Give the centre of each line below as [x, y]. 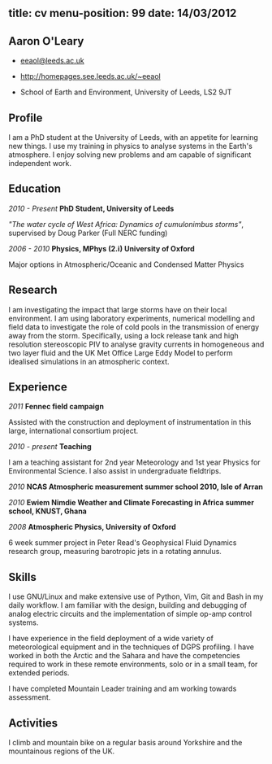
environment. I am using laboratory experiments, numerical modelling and [132, 318]
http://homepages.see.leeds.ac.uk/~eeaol [90, 76]
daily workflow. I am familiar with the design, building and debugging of [128, 605]
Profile [26, 118]
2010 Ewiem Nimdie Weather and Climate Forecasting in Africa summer [131, 503]
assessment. [30, 697]
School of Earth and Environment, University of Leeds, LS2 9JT [126, 92]
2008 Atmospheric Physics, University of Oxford [92, 527]
